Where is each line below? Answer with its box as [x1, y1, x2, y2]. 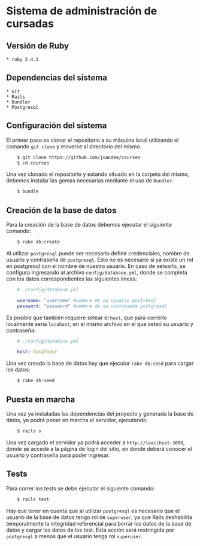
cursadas [6, 17, 54, 30]
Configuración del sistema [6, 121, 107, 131]
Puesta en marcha [6, 394, 75, 404]
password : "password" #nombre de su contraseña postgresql [17, 303, 168, 309]
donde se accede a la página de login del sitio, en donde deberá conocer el [6, 445, 193, 452]
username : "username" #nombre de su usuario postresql [17, 297, 157, 303]
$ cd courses [17, 160, 50, 166]
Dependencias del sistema [6, 73, 108, 83]
